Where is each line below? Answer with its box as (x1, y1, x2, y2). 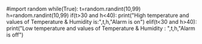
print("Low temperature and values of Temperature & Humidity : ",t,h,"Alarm (6, 24, 196, 32)
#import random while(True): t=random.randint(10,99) (6, 5, 141, 12)
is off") (6, 31, 24, 38)
